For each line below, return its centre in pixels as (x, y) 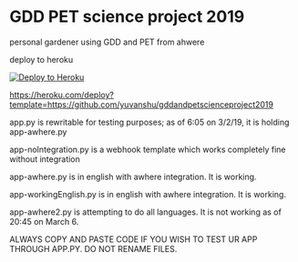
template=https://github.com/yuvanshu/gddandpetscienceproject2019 (141, 104)
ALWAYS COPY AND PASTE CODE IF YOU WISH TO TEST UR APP (134, 239)
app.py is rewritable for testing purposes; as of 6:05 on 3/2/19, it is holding (149, 122)
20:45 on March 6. (44, 221)
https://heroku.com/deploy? (62, 95)
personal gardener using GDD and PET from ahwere (107, 42)
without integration (45, 159)
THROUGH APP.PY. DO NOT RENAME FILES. (93, 248)
